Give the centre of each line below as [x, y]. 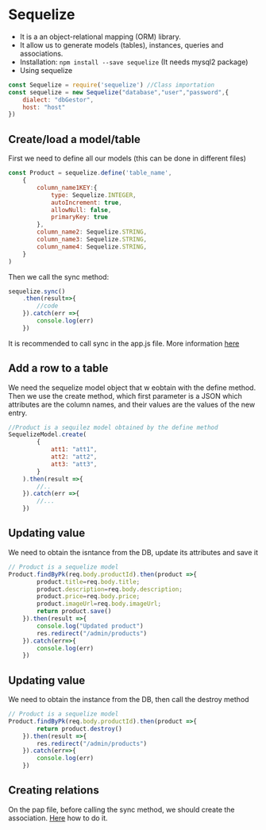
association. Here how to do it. [58, 818]
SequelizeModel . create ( [48, 434]
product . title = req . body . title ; [89, 581]
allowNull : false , [81, 210]
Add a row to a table [58, 368]
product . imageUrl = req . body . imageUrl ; [99, 604]
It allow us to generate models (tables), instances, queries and [121, 44]
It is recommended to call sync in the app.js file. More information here [124, 343]
